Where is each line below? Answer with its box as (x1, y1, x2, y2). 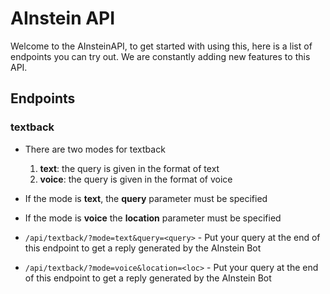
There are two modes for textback (24, 143, 166, 155)
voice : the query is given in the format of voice (39, 173, 233, 185)
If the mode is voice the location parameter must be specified (24, 212, 282, 224)
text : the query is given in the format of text (39, 162, 220, 174)
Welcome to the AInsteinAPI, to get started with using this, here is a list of (10, 40, 313, 52)
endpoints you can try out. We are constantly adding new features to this (10, 50, 311, 62)
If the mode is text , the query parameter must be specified (24, 192, 268, 204)
